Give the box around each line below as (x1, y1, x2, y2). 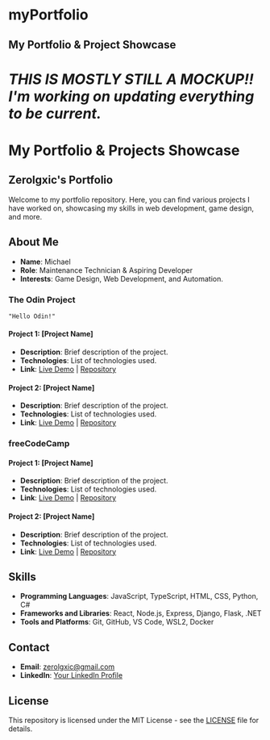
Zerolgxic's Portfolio (8, 174, 114, 187)
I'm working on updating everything (8, 87, 255, 106)
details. (8, 724, 33, 734)
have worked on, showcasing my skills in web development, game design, (8, 203, 254, 213)
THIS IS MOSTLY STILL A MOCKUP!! (8, 70, 254, 88)
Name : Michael (19, 257, 71, 266)
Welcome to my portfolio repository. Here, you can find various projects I (8, 194, 250, 204)
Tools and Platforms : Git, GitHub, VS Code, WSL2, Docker (19, 617, 214, 627)
